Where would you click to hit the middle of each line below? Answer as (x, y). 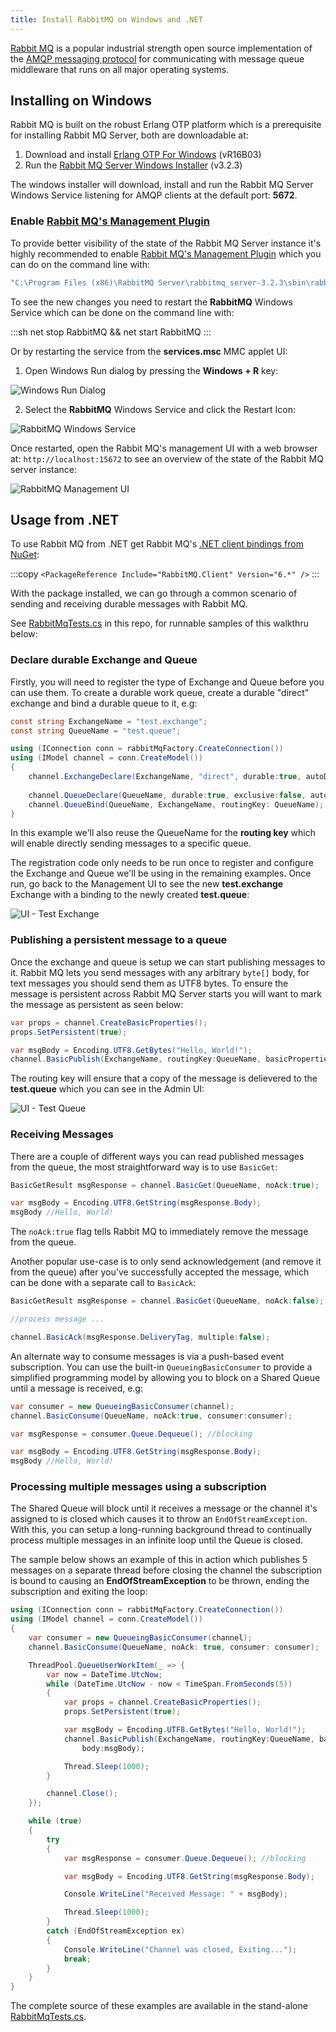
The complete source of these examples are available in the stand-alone (159, 2006)
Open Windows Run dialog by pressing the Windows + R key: (151, 370)
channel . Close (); (82, 1794)
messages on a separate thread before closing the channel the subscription (166, 1570)
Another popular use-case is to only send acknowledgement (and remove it (166, 1262)
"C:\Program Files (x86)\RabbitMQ (82, 282)
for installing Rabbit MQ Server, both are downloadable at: (129, 135)
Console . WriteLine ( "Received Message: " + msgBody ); (175, 1894)
